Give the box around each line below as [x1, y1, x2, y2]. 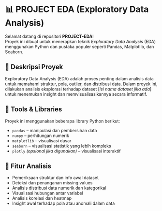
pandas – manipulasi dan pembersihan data [12, 127, 97, 133]
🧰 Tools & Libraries [5, 105, 62, 114]
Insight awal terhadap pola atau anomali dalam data [12, 200, 115, 206]
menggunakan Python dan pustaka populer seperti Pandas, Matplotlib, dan [5, 44, 154, 49]
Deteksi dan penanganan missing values [12, 180, 93, 186]
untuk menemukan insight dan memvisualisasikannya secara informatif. [5, 91, 147, 97]
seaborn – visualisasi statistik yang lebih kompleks [12, 143, 111, 149]
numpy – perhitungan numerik [12, 133, 69, 138]
